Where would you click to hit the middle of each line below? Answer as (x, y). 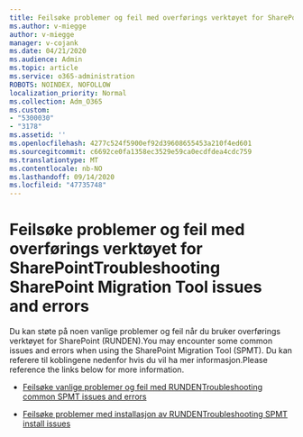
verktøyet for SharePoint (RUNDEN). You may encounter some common (141, 341)
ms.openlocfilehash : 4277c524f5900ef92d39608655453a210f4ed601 (131, 143)
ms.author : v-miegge (48, 26)
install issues (46, 423)
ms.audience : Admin (46, 59)
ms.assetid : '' (38, 135)
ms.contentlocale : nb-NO (56, 168)
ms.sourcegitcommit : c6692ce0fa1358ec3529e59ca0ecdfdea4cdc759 (131, 151)
